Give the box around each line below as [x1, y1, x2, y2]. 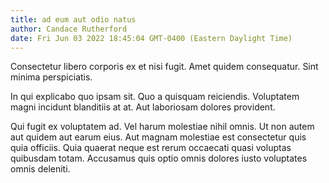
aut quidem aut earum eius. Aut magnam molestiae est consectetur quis [10, 131, 307, 143]
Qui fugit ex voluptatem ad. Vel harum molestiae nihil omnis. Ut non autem [10, 121, 315, 133]
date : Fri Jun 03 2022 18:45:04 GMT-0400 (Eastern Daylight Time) [10, 33, 293, 43]
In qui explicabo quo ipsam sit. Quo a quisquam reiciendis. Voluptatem [10, 91, 300, 103]
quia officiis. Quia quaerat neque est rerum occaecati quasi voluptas [10, 142, 292, 154]
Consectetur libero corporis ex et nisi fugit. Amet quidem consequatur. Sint [10, 61, 319, 73]
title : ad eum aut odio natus [10, 14, 137, 25]
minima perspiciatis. [10, 71, 93, 83]
